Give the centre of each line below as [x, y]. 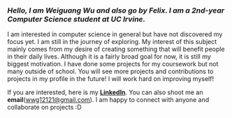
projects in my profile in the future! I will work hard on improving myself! [111, 79]
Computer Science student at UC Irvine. [76, 19]
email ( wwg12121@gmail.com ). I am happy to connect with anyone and [108, 100]
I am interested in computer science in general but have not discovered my [115, 34]
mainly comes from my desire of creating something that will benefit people [116, 49]
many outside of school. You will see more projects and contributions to [110, 71]
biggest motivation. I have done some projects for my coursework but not [113, 64]
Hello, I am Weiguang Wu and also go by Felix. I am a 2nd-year [116, 10]
